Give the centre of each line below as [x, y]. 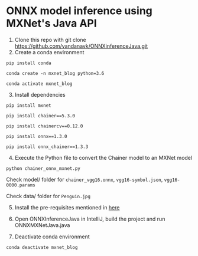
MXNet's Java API [52, 23]
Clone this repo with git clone [51, 40]
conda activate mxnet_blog [39, 84]
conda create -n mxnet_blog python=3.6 [55, 73]
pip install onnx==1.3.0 [37, 136]
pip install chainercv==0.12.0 [45, 126]
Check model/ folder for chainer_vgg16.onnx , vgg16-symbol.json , [85, 179]
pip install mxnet [29, 105]
